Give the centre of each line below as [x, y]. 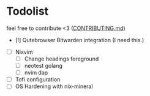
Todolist [28, 11]
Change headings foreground [62, 59]
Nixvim [24, 52]
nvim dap [36, 73]
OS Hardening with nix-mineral [54, 86]
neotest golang [43, 66]
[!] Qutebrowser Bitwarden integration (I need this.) [80, 40]
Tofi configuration [38, 79]
